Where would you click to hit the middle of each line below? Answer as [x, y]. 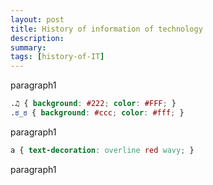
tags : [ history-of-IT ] [57, 57]
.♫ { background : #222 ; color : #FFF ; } [93, 104]
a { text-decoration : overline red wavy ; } [102, 150]
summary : [28, 47]
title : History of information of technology [106, 29]
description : [37, 38]
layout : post [37, 19]
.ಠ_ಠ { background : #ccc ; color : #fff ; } [97, 113]
